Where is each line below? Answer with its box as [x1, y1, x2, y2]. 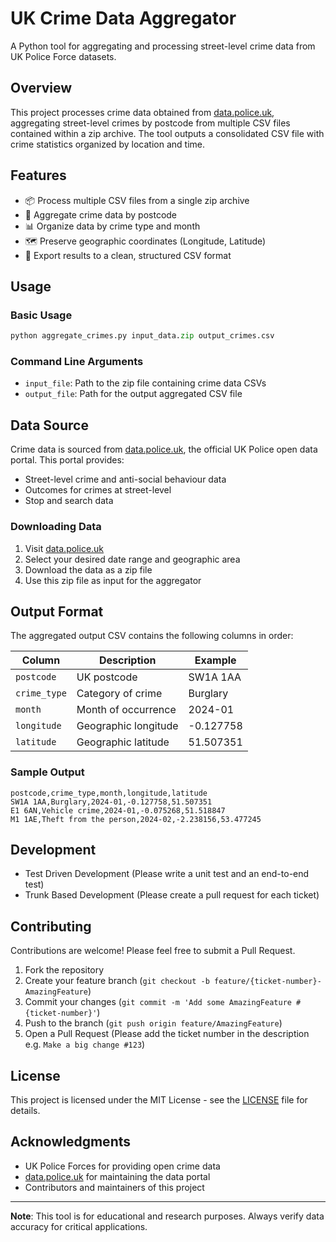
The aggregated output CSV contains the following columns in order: [10, 630, 294, 642]
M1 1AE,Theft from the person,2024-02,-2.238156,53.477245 [10, 814, 262, 824]
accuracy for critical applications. [10, 1220, 148, 1232]
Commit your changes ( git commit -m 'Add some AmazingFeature [24, 996, 292, 1008]
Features [10, 167, 67, 184]
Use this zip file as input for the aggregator [24, 574, 202, 586]
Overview [10, 80, 73, 97]
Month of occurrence [76, 703, 177, 717]
